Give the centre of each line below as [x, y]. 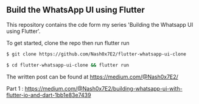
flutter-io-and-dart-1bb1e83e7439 [49, 95]
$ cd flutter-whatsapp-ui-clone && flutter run [68, 65]
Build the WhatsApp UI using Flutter [75, 10]
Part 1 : [15, 88]
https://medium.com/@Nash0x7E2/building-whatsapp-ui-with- [103, 88]
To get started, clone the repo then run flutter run [68, 43]
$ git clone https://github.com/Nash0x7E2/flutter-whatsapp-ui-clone [96, 54]
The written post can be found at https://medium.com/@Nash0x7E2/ [92, 77]
